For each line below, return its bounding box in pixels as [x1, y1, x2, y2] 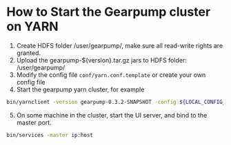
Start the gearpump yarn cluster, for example [16, 85, 145, 93]
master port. [16, 118, 52, 126]
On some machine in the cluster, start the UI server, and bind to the [16, 111, 208, 119]
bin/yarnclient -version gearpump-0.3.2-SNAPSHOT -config [6, 98, 177, 105]
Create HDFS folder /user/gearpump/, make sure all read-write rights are [16, 41, 223, 49]
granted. [16, 49, 41, 57]
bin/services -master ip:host [6, 131, 94, 138]
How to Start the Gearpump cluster [6, 4, 211, 20]
